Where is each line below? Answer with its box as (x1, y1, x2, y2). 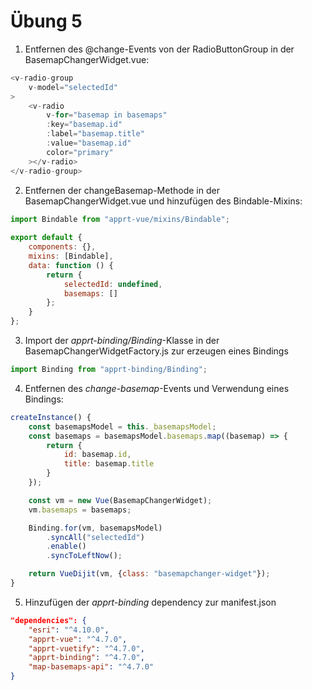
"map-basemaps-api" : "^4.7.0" (28, 662, 155, 672)
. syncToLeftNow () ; (46, 551, 123, 561)
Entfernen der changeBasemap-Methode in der (24, 184, 220, 196)
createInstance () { (10, 412, 92, 422)
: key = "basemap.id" (46, 120, 123, 130)
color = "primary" (46, 147, 114, 157)
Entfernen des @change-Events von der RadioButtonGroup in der (24, 43, 295, 55)
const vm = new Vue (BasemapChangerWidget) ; (28, 495, 213, 505)
